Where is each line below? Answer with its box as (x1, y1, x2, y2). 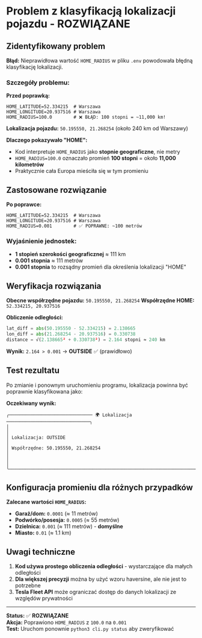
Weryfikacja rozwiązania (6, 281, 102, 291)
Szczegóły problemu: (6, 78, 70, 87)
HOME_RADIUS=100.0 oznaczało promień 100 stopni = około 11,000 (14, 155, 176, 162)
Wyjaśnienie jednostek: (6, 237, 77, 245)
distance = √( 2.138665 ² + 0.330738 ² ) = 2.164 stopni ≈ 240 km (6, 336, 165, 343)
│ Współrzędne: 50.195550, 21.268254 (6, 445, 101, 451)
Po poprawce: (6, 201, 42, 208)
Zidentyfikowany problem (6, 41, 106, 51)
